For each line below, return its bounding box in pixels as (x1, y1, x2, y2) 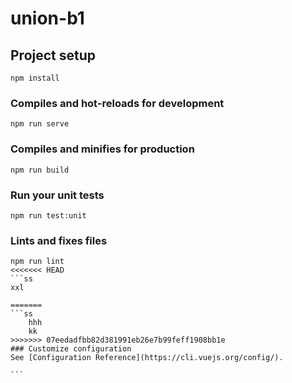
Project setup (10, 47, 97, 64)
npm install (10, 73, 60, 83)
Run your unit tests (10, 188, 105, 202)
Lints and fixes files (10, 233, 108, 247)
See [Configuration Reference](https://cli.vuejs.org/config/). (10, 353, 284, 363)
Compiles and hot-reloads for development (10, 96, 225, 110)
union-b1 (10, 7, 85, 30)
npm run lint (10, 257, 65, 267)
